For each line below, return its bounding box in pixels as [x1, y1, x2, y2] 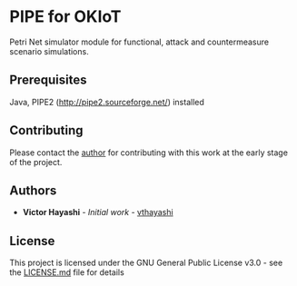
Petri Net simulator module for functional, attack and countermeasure [9, 36, 270, 47]
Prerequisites [9, 73, 87, 88]
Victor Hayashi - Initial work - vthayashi [22, 207, 174, 218]
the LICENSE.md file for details [9, 267, 124, 278]
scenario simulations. [9, 45, 89, 56]
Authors [9, 182, 57, 198]
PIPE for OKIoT [9, 6, 122, 27]
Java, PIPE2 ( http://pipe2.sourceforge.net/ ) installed [9, 96, 204, 107]
